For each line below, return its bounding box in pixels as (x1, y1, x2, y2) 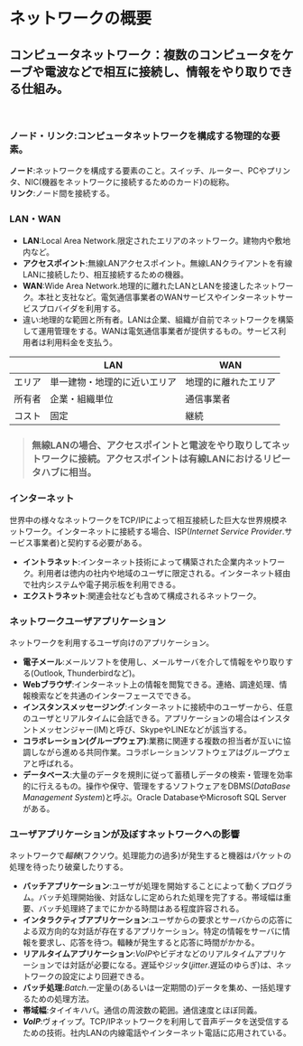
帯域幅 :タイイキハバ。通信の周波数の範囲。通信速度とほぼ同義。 (22, 1004, 262, 1016)
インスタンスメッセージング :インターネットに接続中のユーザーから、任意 (22, 702, 293, 713)
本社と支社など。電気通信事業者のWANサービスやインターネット (37, 291, 278, 303)
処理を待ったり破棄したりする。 (9, 862, 128, 873)
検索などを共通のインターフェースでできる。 (30, 690, 196, 701)
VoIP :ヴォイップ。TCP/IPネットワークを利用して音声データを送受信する (22, 1016, 289, 1027)
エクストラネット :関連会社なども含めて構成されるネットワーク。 (22, 590, 262, 601)
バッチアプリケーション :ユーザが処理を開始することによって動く (22, 881, 262, 892)
